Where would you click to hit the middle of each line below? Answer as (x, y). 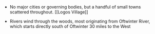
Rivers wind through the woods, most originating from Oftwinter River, (80, 21)
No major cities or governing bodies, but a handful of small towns (75, 7)
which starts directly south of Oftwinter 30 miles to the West (70, 26)
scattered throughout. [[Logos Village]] (49, 12)
